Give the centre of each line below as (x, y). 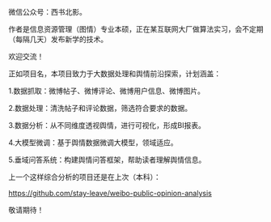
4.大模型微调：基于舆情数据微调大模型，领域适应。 (93, 143)
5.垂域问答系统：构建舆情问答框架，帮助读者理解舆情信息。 (107, 160)
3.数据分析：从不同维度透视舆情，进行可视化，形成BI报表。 (107, 125)
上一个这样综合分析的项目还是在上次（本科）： (85, 177)
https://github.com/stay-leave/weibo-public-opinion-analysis (110, 193)
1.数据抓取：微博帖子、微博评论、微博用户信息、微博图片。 (106, 91)
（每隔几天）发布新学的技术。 (58, 39)
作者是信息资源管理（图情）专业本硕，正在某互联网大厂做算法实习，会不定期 (136, 29)
